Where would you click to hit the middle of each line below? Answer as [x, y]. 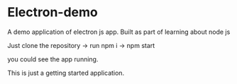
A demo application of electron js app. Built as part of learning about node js [119, 32]
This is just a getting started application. [66, 73]
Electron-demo [53, 12]
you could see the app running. [53, 59]
